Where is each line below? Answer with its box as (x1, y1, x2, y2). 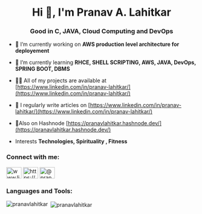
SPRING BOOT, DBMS (15, 65, 71, 73)
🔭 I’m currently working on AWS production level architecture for (15, 41, 180, 48)
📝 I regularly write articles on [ (15, 102, 91, 109)
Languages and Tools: (6, 187, 73, 195)
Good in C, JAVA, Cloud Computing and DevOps (30, 27, 174, 36)
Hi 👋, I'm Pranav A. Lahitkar (32, 5, 171, 19)
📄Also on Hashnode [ (15, 120, 68, 127)
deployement (15, 47, 50, 54)
